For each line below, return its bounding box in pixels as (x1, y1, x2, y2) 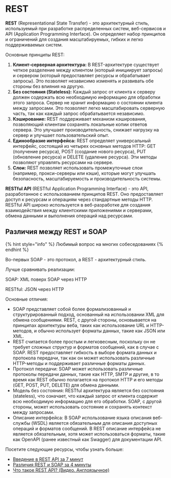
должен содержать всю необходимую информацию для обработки (12, 94, 161, 100)
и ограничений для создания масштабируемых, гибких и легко (5, 36, 143, 42)
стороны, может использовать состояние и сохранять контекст (12, 403, 152, 409)
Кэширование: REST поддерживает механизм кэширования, (12, 116, 147, 122)
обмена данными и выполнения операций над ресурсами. (5, 213, 134, 219)
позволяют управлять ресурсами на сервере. (12, 159, 114, 165)
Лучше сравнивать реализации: (5, 266, 76, 272)
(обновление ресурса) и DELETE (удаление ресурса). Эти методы (12, 154, 157, 160)
